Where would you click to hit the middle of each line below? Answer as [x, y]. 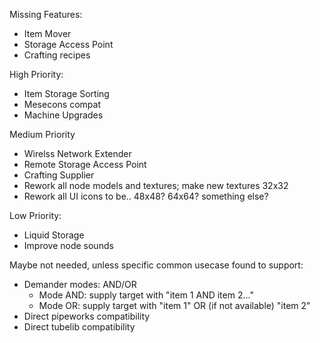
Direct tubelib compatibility [79, 327]
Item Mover [47, 33]
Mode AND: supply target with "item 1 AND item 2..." [146, 295]
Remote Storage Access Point [85, 164]
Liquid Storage [54, 235]
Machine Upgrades [63, 115]
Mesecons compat [62, 104]
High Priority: [36, 74]
